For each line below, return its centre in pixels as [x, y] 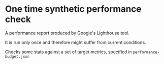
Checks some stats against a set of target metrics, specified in [68, 52]
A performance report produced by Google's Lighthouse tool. [67, 33]
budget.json [17, 56]
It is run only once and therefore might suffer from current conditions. [76, 42]
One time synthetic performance [73, 9]
